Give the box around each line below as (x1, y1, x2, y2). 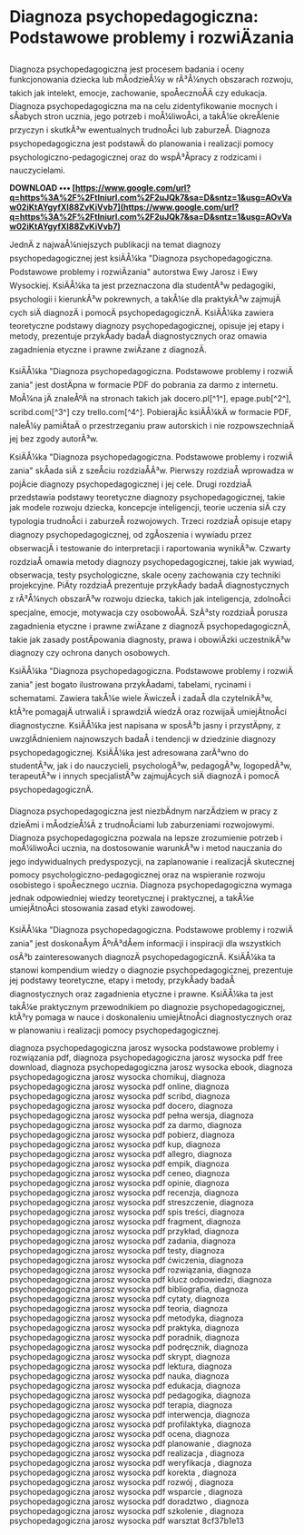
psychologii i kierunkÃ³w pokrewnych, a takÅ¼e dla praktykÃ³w (9, 293, 250, 304)
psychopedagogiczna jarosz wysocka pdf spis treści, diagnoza (9, 1206, 245, 1217)
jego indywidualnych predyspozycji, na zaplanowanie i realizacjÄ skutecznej (9, 856, 295, 867)
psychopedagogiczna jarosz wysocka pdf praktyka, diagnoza (9, 1322, 240, 1332)
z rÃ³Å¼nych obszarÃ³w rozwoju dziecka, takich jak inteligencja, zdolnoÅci (9, 593, 291, 604)
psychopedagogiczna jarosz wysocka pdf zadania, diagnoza (9, 1235, 236, 1246)
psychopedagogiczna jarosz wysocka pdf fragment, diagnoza (9, 1215, 241, 1227)
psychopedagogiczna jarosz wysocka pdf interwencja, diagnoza (9, 1409, 250, 1420)
